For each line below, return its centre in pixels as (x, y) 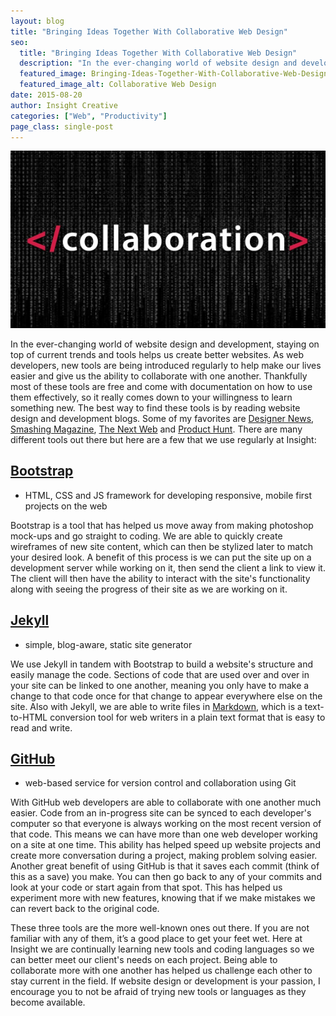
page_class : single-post (62, 126)
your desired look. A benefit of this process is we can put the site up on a (161, 557)
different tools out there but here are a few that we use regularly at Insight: (163, 439)
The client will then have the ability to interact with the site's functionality (160, 578)
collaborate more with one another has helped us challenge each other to (161, 971)
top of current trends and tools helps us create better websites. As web (157, 354)
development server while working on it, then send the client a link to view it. (168, 567)
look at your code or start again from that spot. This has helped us (146, 887)
